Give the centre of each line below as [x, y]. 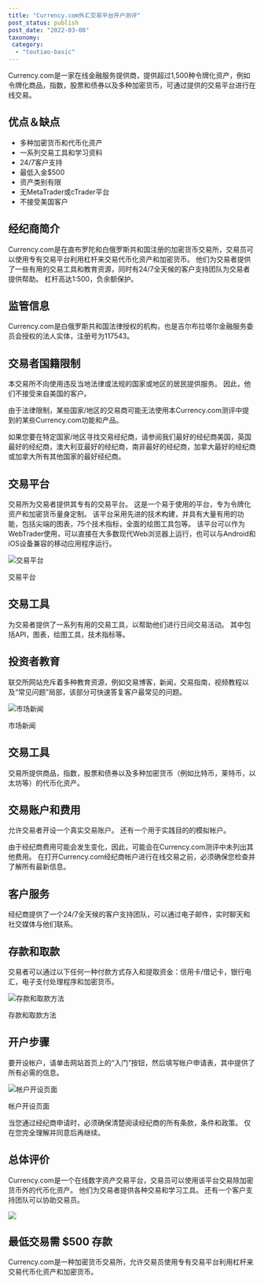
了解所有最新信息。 [39, 867]
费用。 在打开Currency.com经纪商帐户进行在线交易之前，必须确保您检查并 [135, 857]
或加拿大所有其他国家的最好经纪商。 [67, 456]
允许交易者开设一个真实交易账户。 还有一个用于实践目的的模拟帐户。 [119, 830]
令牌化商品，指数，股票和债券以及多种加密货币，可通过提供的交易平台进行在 [132, 85]
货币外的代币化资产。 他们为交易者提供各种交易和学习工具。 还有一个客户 [127, 1190]
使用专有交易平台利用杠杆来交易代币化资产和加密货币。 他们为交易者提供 [133, 259]
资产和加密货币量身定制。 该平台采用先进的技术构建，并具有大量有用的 [123, 514]
